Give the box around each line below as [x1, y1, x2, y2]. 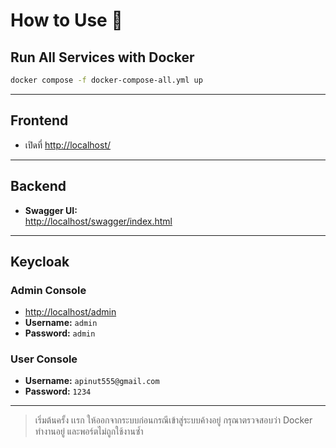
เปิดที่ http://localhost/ [24, 139, 112, 151]
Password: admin [24, 327, 96, 339]
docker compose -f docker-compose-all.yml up [10, 75, 203, 85]
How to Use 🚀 [10, 9, 123, 32]
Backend [10, 178, 67, 195]
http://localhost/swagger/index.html [24, 215, 173, 227]
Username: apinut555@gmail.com [24, 375, 160, 387]
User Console [10, 352, 78, 366]
